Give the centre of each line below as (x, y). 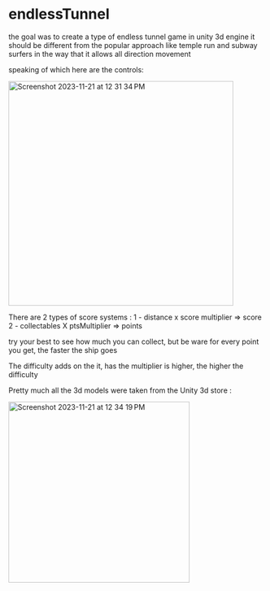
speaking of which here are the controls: (76, 69)
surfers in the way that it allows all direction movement (100, 54)
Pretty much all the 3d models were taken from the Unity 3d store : (120, 390)
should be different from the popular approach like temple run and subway (133, 45)
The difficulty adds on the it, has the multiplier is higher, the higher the (126, 366)
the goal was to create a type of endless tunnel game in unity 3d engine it (132, 37)
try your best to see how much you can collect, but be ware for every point (134, 341)
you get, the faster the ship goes (63, 350)
